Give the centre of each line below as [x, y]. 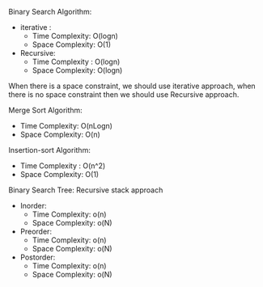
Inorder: [33, 206]
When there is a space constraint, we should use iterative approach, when [132, 86]
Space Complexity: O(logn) [77, 70]
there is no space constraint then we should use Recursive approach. [124, 95]
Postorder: [38, 257]
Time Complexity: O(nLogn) [66, 126]
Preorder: [36, 231]
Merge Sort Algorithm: [45, 110]
